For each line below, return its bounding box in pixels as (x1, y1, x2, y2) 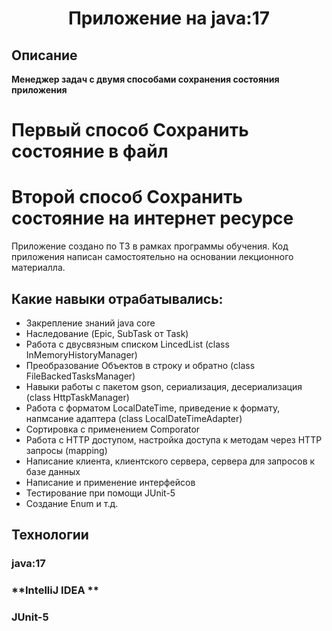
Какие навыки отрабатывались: (11, 290, 224, 307)
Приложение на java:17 (67, 7, 271, 30)
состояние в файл (11, 140, 169, 163)
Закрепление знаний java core (25, 317, 156, 329)
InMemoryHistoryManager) (25, 348, 138, 361)
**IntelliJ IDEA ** (11, 583, 99, 597)
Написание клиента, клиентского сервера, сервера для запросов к (25, 455, 316, 467)
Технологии (11, 527, 89, 544)
